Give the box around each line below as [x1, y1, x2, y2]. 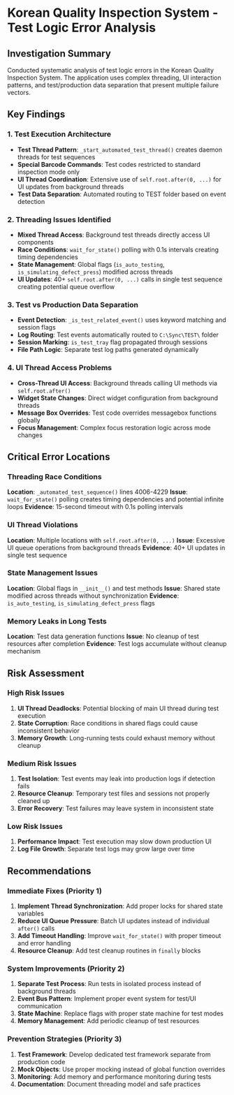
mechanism [7, 647, 41, 656]
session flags [17, 323, 56, 332]
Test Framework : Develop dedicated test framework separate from [17, 1050, 211, 1059]
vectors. [7, 89, 31, 96]
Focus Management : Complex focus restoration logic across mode [17, 423, 211, 432]
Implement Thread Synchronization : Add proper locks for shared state [17, 902, 224, 911]
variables [17, 909, 44, 918]
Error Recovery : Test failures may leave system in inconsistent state [17, 804, 214, 813]
